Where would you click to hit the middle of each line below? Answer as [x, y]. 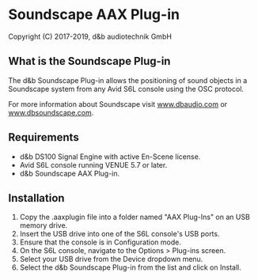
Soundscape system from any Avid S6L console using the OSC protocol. [126, 89]
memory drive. [44, 225]
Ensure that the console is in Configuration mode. [101, 242]
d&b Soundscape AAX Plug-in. [70, 173]
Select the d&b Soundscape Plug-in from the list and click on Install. [130, 267]
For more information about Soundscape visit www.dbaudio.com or [118, 104]
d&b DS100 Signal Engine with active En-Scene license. [110, 157]
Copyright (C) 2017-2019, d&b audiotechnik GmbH [90, 36]
